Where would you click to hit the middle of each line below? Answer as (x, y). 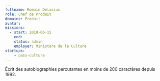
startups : (15, 51)
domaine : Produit (23, 19)
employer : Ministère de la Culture (50, 46)
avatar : (13, 23)
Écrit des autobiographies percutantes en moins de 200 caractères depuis (80, 69)
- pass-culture (29, 55)
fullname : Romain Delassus (33, 10)
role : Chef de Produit (28, 14)
